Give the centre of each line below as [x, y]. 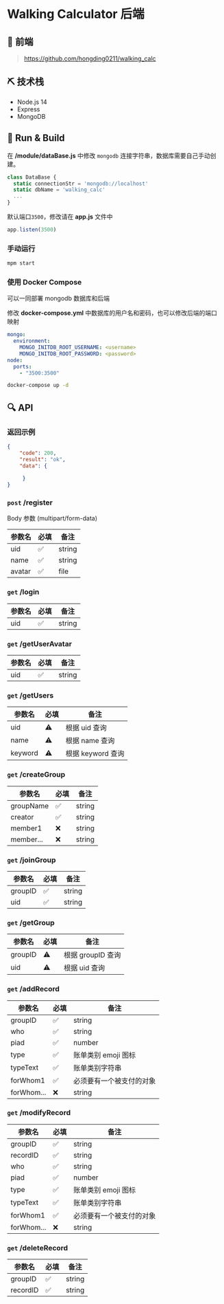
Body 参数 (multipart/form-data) [52, 518]
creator [22, 817]
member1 [26, 828]
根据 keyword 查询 [95, 753]
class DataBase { [32, 177]
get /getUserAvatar [39, 643]
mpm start [21, 263]
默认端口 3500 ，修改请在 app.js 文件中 [60, 217]
